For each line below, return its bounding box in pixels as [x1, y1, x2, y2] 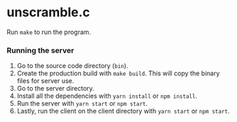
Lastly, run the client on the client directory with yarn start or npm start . [16, 107, 230, 116]
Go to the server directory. [16, 84, 95, 93]
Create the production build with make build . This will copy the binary [16, 69, 221, 78]
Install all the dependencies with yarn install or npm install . [16, 91, 198, 100]
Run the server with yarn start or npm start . [16, 99, 148, 108]
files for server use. [16, 77, 75, 85]
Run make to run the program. [6, 28, 92, 36]
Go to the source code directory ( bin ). [16, 62, 128, 70]
